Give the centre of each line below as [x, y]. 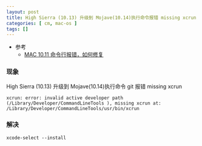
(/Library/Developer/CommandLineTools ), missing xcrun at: [84, 103]
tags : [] [17, 29]
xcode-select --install [36, 137]
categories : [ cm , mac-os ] [42, 23]
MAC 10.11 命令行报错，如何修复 [64, 55]
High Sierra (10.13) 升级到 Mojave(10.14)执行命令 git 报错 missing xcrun [94, 86]
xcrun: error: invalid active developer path [65, 98]
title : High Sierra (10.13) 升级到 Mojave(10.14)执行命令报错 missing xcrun [101, 18]
